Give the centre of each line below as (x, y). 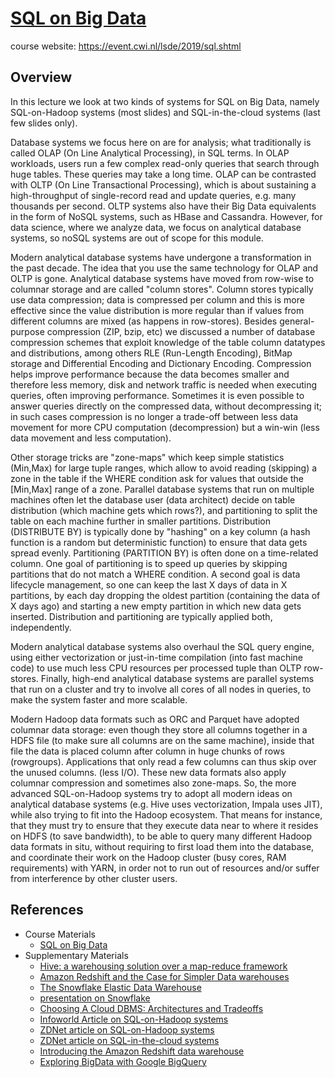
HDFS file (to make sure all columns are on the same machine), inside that (162, 740)
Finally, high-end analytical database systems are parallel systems (177, 678)
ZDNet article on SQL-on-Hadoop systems (127, 1029)
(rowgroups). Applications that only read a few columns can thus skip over (163, 761)
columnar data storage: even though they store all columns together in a (159, 729)
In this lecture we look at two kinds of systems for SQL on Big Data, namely (165, 101)
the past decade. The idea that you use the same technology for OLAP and (164, 268)
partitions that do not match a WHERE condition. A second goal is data (155, 574)
